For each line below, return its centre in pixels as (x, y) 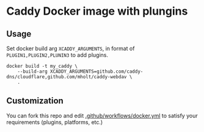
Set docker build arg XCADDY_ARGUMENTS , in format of (71, 48)
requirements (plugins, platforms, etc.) (55, 122)
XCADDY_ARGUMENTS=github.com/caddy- (97, 71)
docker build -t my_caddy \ (42, 66)
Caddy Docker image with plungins (97, 11)
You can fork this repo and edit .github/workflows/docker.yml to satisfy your (102, 116)
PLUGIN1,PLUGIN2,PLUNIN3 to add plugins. (57, 55)
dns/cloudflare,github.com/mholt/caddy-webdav (67, 77)
